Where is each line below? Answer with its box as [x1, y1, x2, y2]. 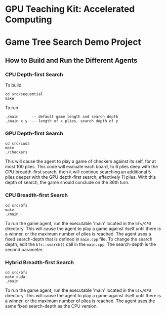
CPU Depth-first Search [5, 71, 63, 78]
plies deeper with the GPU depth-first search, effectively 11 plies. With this [5, 174, 156, 180]
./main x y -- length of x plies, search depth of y [5, 118, 119, 124]
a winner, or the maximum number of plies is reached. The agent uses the [5, 298, 156, 304]
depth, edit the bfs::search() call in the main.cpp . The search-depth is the [5, 241, 156, 247]
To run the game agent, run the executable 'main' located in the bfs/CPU [5, 220, 151, 226]
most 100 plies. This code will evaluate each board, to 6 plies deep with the [5, 164, 158, 170]
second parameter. [5, 246, 43, 252]
